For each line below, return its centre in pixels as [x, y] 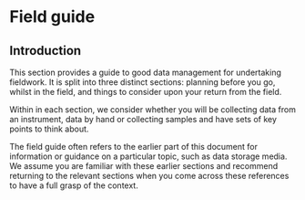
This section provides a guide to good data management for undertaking [146, 72]
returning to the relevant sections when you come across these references [149, 176]
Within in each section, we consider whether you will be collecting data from [152, 110]
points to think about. [49, 129]
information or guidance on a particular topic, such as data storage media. [148, 156]
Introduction [46, 51]
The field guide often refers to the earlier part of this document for [133, 147]
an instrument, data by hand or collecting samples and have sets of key [143, 119]
